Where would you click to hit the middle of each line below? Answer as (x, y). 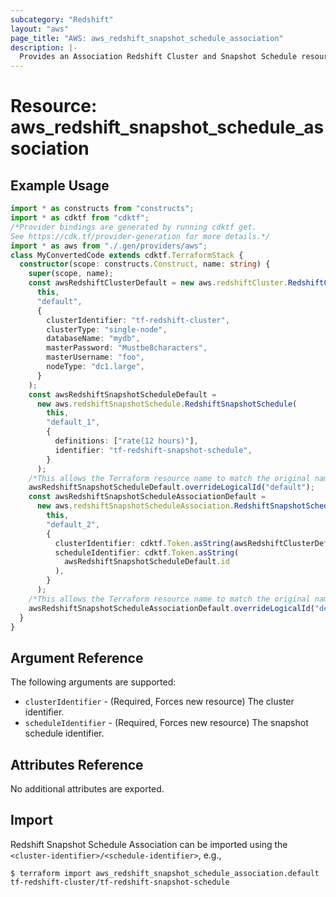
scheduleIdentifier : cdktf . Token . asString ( (147, 552)
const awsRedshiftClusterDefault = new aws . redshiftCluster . (158, 283)
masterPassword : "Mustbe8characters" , (127, 348)
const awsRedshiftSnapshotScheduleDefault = (122, 394)
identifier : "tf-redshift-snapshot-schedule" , (153, 450)
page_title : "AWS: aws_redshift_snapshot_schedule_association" (147, 38)
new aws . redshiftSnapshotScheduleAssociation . (135, 506)
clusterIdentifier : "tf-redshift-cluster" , (138, 320)
